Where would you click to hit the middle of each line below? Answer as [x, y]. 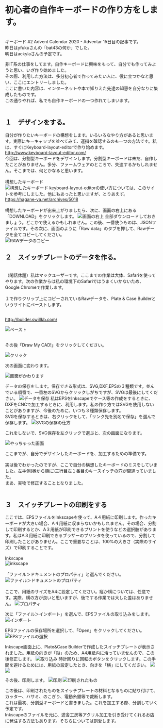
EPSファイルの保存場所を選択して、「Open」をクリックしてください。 [75, 630]
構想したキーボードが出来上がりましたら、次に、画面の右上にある [71, 210]
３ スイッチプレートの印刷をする [56, 505]
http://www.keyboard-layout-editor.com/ [46, 152]
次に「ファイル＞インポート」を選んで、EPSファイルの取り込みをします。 [79, 614]
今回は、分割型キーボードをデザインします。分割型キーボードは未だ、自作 [79, 158]
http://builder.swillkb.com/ [31, 319]
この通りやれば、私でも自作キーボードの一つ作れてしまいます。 [69, 100]
